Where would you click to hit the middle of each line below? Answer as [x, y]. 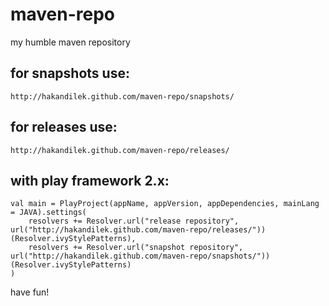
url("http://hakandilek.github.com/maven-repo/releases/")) [138, 230]
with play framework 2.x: [90, 180]
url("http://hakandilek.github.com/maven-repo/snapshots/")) [140, 256]
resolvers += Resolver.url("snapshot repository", [136, 248]
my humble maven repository [70, 42]
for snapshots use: [70, 73]
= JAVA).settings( [48, 213]
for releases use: [64, 127]
